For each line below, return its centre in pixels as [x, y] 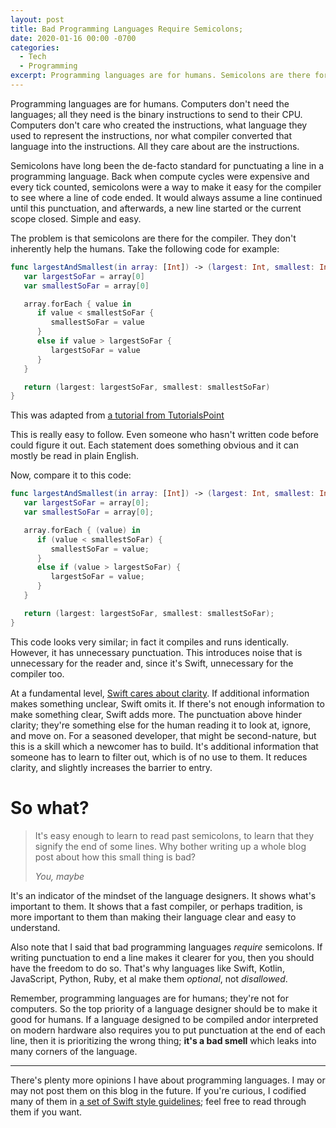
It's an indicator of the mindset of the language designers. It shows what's [163, 895]
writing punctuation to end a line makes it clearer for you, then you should [162, 957]
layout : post [37, 19]
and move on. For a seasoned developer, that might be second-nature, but [163, 735]
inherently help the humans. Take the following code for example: [145, 248]
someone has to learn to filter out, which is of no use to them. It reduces [159, 757]
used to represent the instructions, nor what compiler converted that [151, 135]
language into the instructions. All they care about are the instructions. [155, 146]
